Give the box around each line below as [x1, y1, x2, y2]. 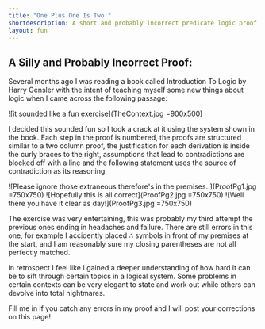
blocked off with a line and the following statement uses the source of [8, 158, 236, 167]
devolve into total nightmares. [8, 289, 106, 298]
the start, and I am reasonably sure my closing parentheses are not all [8, 239, 236, 249]
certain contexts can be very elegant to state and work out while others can [8, 280, 255, 289]
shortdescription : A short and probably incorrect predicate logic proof [8, 19, 258, 27]
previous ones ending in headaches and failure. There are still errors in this [8, 223, 253, 232]
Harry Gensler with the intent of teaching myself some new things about [8, 85, 244, 95]
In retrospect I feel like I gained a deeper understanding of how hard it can [8, 263, 251, 273]
